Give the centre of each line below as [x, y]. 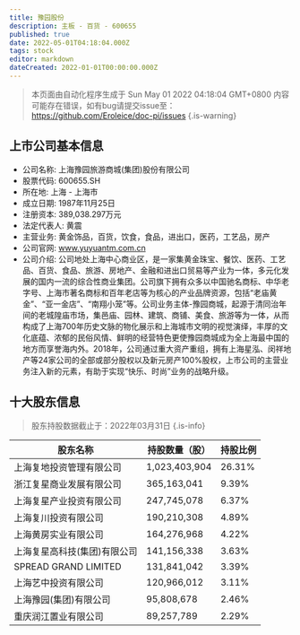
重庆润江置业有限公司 [59, 616]
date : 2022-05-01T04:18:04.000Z [69, 43]
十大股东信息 [45, 402]
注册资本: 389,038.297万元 [72, 214]
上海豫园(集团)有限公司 [62, 599]
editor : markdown [42, 59]
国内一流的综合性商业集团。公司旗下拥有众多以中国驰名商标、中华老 [163, 281]
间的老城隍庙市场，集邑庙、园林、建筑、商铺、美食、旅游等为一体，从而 [155, 315]
